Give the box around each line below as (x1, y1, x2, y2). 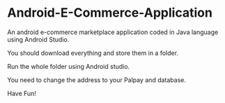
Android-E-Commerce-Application (7, 5, 212, 21)
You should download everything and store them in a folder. (7, 49, 179, 57)
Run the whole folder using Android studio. (7, 62, 130, 70)
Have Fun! (7, 89, 37, 97)
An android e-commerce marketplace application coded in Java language (7, 28, 219, 36)
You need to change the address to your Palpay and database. (7, 75, 187, 84)
